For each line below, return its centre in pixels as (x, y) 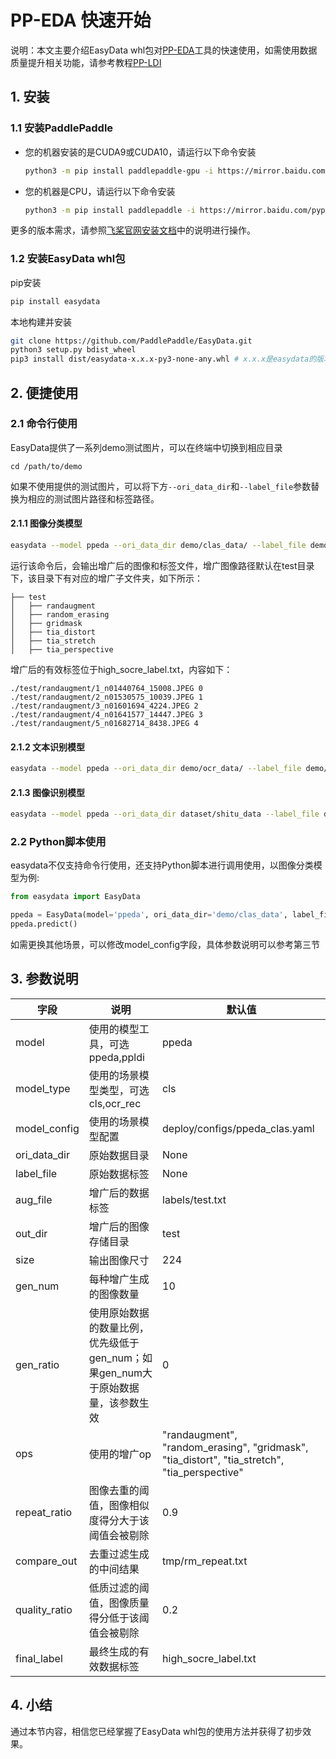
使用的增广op (120, 1454)
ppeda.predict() (44, 924)
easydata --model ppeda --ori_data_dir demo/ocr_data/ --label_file (156, 769)
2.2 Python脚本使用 (58, 842)
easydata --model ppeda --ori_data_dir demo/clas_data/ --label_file (158, 546)
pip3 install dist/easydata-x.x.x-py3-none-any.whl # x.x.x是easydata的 (163, 359)
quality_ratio (44, 1609)
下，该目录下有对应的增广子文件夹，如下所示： (106, 578)
